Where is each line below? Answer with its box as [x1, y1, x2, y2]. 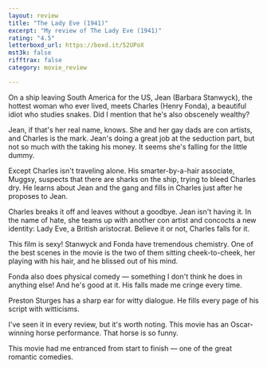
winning [8, 328, 34, 338]
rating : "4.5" [8, 34, 56, 42]
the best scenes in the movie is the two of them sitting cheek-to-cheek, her [8, 247, 256, 257]
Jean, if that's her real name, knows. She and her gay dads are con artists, [8, 125, 253, 134]
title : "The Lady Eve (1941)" [8, 19, 109, 27]
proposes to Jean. [8, 191, 69, 200]
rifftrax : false [8, 57, 62, 65]
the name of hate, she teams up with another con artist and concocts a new [8, 215, 257, 224]
